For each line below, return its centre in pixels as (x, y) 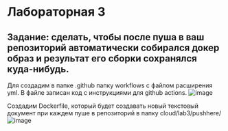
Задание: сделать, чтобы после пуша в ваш (106, 37)
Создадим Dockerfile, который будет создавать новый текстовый (103, 106)
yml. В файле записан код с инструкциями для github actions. (97, 92)
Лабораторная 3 (56, 12)
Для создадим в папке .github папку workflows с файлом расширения (110, 85)
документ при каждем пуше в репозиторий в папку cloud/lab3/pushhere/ (114, 113)
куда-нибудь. (38, 69)
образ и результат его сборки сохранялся (102, 58)
